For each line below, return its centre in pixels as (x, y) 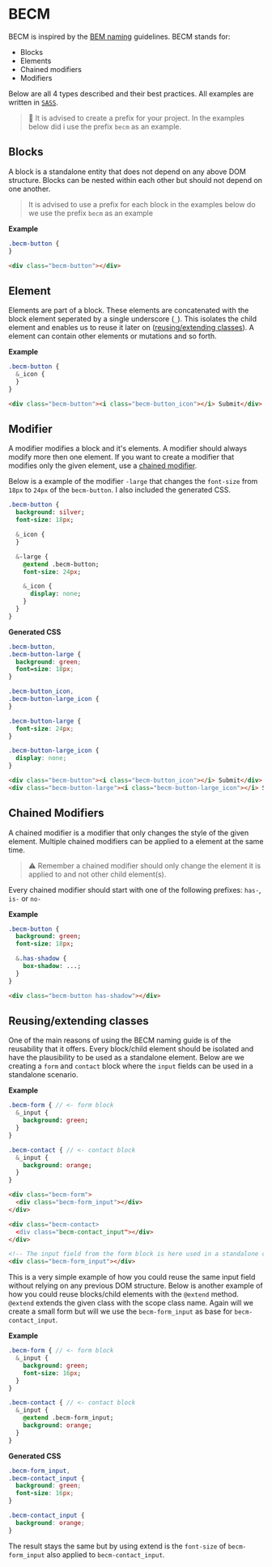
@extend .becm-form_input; (68, 1418)
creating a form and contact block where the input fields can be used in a (131, 1066)
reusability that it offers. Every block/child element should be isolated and (131, 1049)
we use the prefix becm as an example (91, 213)
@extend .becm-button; (61, 564)
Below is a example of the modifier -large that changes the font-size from (133, 482)
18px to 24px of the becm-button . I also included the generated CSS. (119, 490)
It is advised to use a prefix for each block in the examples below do (142, 204)
